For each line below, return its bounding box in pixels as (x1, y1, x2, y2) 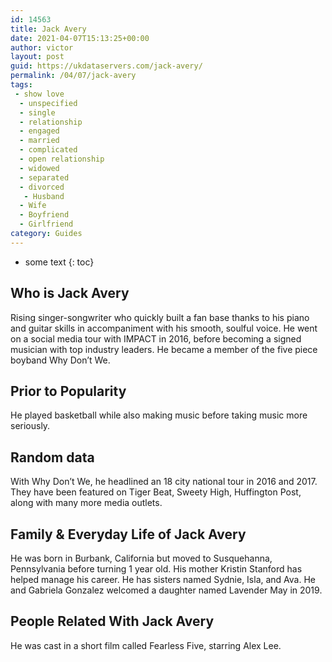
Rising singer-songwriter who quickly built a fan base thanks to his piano (10, 311, 310, 323)
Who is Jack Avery (10, 285, 130, 302)
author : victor (10, 42, 74, 53)
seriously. (10, 420, 51, 432)
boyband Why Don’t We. (10, 354, 111, 366)
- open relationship (19, 154, 105, 164)
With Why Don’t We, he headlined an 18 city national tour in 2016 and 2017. (10, 476, 318, 488)
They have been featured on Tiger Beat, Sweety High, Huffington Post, (10, 486, 302, 498)
